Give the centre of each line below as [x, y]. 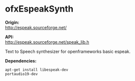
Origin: [12, 22]
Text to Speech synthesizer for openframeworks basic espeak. [68, 51]
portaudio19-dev [21, 74]
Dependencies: [21, 61]
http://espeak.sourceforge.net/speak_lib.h [47, 42]
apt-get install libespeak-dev [37, 70]
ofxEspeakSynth [39, 9]
